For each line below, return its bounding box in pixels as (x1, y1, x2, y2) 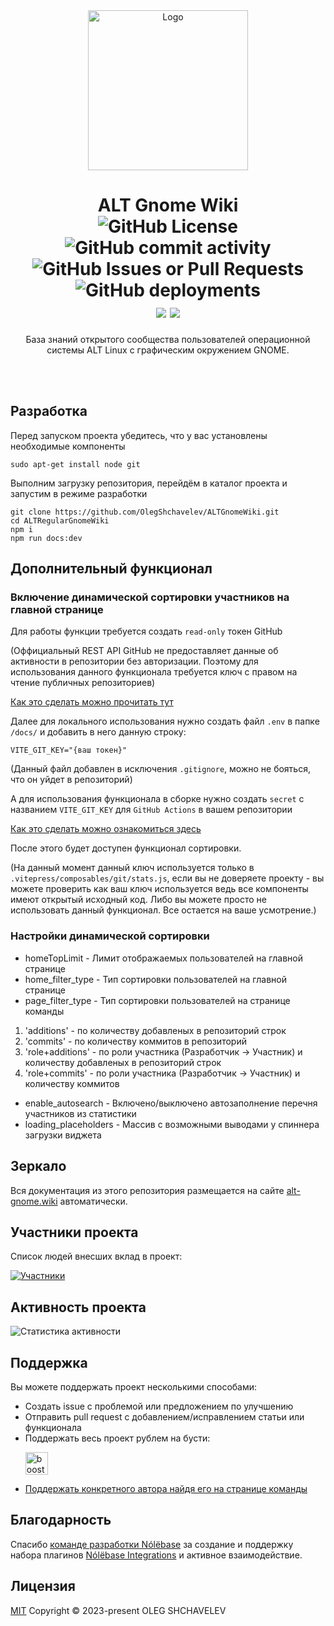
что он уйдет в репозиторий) (10, 774, 133, 786)
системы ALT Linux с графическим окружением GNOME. (46, 344, 290, 356)
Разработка (10, 403, 88, 420)
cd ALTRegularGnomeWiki (10, 515, 110, 526)
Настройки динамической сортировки (10, 929, 210, 943)
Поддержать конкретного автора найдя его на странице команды (24, 1482, 308, 1494)
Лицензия (10, 1578, 76, 1595)
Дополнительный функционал (10, 560, 213, 578)
